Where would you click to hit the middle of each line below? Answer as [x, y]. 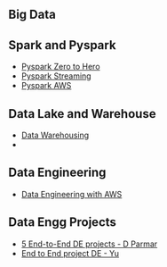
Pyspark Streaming [56, 76]
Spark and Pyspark [62, 45]
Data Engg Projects [63, 222]
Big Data [32, 15]
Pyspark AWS [46, 86]
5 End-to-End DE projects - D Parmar [89, 244]
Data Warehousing [55, 135]
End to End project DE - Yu [70, 253]
